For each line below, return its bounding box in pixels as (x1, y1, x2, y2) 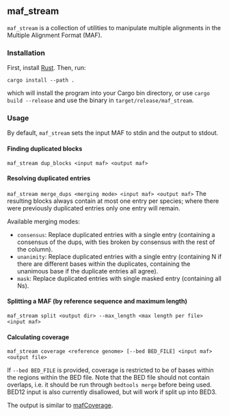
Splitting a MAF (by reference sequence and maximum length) (7, 297, 188, 306)
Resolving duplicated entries (7, 174, 91, 182)
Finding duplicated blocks (7, 145, 83, 153)
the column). (16, 245, 53, 253)
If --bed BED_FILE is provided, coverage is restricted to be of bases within (7, 366, 214, 374)
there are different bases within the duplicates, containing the (16, 260, 191, 268)
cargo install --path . (7, 77, 75, 84)
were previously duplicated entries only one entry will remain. (7, 204, 180, 212)
